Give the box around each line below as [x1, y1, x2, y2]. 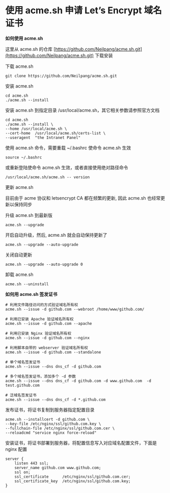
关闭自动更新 [5, 252, 32, 258]
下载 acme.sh [5, 63, 34, 69]
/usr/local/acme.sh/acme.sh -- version [5, 174, 90, 180]
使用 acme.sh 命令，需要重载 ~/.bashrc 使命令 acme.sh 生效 [5, 145, 131, 151]
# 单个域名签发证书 [5, 360, 41, 365]
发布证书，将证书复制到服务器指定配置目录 [5, 406, 95, 413]
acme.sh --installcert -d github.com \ [5, 417, 90, 422]
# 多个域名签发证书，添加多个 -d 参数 [5, 374, 76, 379]
